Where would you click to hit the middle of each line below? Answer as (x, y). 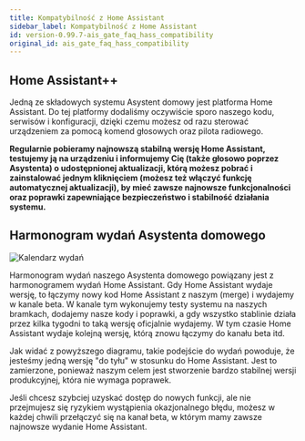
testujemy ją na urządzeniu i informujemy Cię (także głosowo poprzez (144, 159)
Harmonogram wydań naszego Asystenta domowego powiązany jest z (142, 275)
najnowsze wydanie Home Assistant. (78, 426)
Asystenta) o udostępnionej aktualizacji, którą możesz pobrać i (131, 169)
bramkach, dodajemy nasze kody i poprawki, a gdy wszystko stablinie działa (153, 313)
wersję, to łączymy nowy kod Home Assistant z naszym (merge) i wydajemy (152, 294)
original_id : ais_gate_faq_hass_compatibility (99, 43)
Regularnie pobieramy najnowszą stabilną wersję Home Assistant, (137, 149)
